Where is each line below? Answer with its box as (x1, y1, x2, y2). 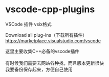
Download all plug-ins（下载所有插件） (5, 32, 88, 38)
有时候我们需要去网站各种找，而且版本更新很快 (5, 60, 104, 66)
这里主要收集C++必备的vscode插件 (5, 48, 80, 54)
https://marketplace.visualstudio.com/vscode (5, 37, 101, 44)
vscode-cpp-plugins (5, 4, 95, 15)
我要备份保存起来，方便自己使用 (5, 66, 73, 72)
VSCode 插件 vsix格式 (5, 21, 52, 27)
